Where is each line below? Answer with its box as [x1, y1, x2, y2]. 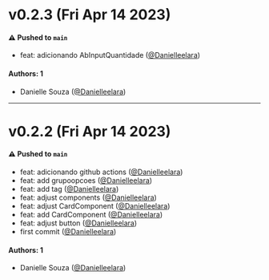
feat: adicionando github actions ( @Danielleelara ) [19, 167, 183, 177]
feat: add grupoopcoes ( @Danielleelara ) [19, 175, 153, 185]
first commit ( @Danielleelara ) [19, 226, 117, 236]
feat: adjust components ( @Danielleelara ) [19, 193, 158, 202]
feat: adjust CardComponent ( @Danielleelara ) [19, 201, 171, 210]
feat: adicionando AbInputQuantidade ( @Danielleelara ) [19, 51, 201, 60]
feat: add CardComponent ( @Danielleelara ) [19, 209, 163, 219]
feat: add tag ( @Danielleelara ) [19, 184, 119, 193]
